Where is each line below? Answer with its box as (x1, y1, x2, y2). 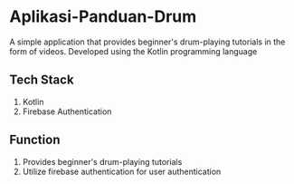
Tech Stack (9, 73, 74, 88)
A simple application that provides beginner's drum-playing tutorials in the (9, 36, 286, 47)
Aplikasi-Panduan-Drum (9, 6, 197, 27)
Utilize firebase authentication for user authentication (22, 166, 222, 177)
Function (9, 132, 61, 148)
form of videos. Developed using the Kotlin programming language (9, 45, 258, 56)
